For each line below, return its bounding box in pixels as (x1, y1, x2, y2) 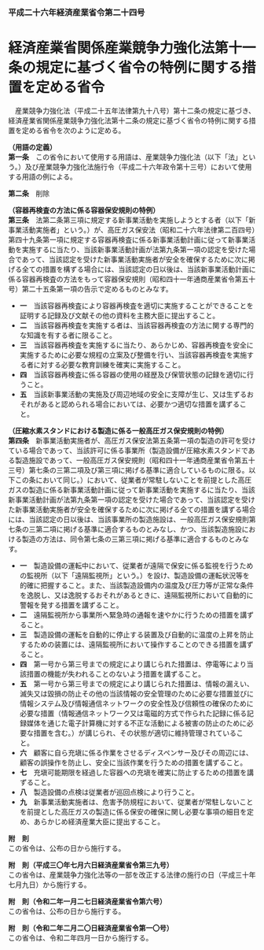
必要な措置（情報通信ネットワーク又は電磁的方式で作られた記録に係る (19, 708, 247, 718)
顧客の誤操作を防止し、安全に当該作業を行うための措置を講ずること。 (19, 758, 247, 767)
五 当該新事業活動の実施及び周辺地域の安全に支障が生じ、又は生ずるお (19, 389, 254, 399)
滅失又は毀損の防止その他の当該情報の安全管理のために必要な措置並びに (19, 688, 254, 698)
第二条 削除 (8, 188, 49, 198)
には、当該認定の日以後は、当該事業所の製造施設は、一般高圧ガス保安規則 (8, 514, 249, 524)
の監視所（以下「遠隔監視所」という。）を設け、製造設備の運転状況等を (19, 570, 250, 580)
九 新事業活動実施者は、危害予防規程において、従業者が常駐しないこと (19, 797, 254, 807)
